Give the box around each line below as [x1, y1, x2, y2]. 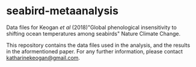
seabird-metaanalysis [6, 4, 119, 18]
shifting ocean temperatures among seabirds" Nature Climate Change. [6, 30, 181, 37]
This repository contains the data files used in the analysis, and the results [6, 42, 191, 49]
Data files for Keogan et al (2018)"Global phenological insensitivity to [6, 24, 177, 31]
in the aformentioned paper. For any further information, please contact [6, 47, 183, 55]
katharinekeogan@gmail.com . [6, 54, 80, 61]
